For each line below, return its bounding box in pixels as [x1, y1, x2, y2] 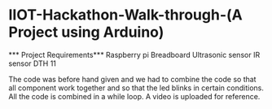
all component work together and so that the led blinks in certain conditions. [8, 83, 265, 93]
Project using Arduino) [8, 23, 165, 41]
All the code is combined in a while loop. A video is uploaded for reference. [8, 91, 261, 101]
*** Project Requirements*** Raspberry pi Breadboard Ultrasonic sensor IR [8, 50, 261, 59]
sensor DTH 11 [8, 59, 57, 68]
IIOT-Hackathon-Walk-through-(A [8, 6, 243, 24]
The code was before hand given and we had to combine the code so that [8, 74, 257, 84]
